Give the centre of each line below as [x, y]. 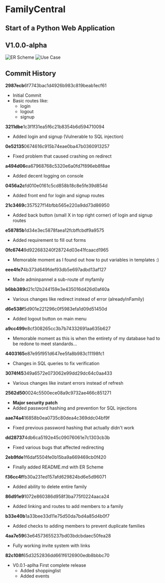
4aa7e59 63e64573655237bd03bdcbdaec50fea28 [58, 536]
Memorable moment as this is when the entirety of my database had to [86, 339]
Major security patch [35, 403]
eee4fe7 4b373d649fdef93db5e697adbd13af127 [56, 270]
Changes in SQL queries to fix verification [56, 363]
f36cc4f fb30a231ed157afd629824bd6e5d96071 [56, 477]
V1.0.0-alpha [26, 45]
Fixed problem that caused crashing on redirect [62, 156]
